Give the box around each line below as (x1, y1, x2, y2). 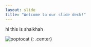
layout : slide (5, 7, 36, 13)
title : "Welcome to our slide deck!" (5, 12, 86, 17)
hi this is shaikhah (5, 26, 43, 32)
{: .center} (30, 36, 52, 42)
